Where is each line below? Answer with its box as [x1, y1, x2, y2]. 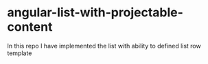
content [7, 19, 53, 35]
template [7, 49, 32, 57]
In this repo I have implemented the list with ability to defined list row [7, 42, 201, 50]
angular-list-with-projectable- [7, 5, 184, 20]
